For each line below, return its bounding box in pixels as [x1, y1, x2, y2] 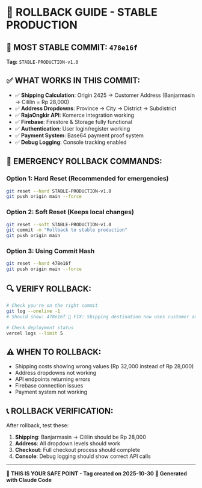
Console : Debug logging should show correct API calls [14, 452, 151, 460]
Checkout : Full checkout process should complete [14, 446, 140, 454]
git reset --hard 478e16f [6, 261, 71, 267]
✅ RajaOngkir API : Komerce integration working [14, 111, 134, 119]
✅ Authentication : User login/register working [14, 125, 130, 132]
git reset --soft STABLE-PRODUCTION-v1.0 [6, 221, 112, 227]
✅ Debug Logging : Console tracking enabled [14, 138, 127, 146]
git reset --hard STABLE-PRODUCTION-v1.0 [6, 188, 112, 194]
